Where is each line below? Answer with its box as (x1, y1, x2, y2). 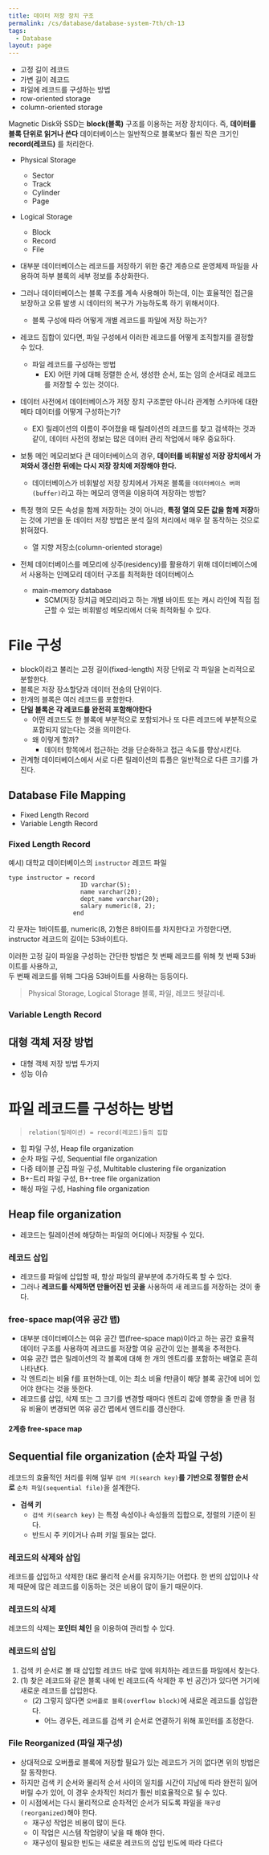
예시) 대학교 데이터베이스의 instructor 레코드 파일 (8, 858, 167, 868)
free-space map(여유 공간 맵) (8, 1313, 120, 1325)
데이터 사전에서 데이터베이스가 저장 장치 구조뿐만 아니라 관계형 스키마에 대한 (19, 397, 259, 407)
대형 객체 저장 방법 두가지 (19, 1059, 100, 1068)
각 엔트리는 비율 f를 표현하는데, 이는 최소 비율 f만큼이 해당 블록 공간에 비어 (19, 1374, 252, 1383)
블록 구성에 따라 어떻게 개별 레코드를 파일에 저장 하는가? (31, 315, 207, 326)
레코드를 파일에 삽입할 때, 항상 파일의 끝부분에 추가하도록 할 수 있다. (19, 1271, 232, 1281)
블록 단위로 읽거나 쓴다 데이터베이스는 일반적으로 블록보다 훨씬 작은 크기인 (8, 129, 239, 139)
